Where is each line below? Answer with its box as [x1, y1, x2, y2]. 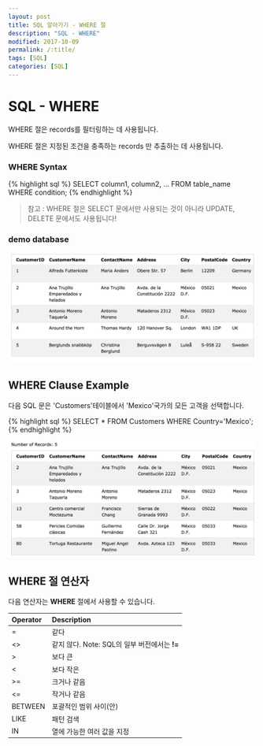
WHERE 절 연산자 [8, 574, 90, 588]
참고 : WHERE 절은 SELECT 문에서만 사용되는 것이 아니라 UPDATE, [27, 204, 235, 213]
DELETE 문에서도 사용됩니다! [27, 213, 117, 224]
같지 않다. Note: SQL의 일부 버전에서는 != [51, 640, 180, 649]
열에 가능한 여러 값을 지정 [51, 726, 130, 736]
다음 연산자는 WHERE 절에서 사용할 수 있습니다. [8, 597, 155, 607]
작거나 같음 [51, 689, 86, 699]
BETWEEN [11, 701, 46, 711]
